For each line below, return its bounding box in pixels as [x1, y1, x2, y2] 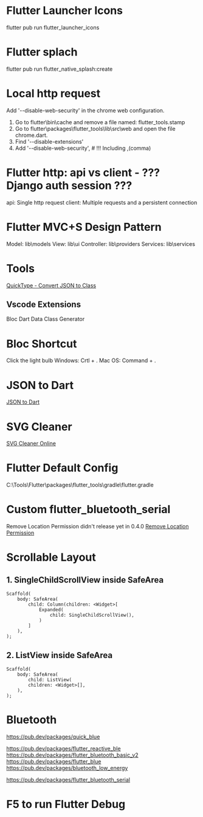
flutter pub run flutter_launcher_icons [6, 24, 100, 31]
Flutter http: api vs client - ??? [6, 166, 160, 180]
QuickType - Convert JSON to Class [6, 281, 96, 289]
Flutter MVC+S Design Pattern [6, 220, 162, 234]
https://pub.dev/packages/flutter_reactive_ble [6, 745, 121, 752]
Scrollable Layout [6, 550, 96, 564]
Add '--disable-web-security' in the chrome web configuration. [6, 107, 165, 114]
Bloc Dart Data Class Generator [6, 315, 85, 323]
